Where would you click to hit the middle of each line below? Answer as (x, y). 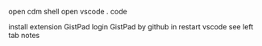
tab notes (24, 35)
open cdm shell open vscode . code (68, 11)
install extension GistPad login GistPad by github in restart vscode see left (131, 27)
